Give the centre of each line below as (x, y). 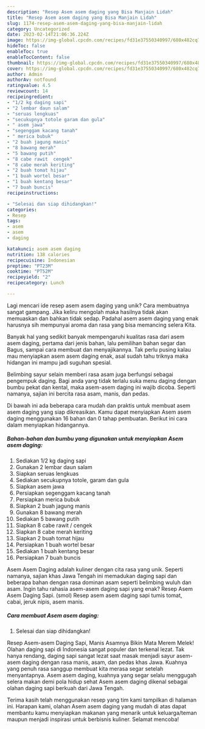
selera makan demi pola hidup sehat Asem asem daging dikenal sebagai (97, 682)
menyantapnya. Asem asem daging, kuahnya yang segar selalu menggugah (102, 675)
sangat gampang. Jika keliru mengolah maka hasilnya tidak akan (88, 312)
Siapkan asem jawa (40, 486)
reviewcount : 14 (27, 91)
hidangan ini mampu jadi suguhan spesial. (59, 362)
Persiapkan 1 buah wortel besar (55, 545)
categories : (22, 210)
